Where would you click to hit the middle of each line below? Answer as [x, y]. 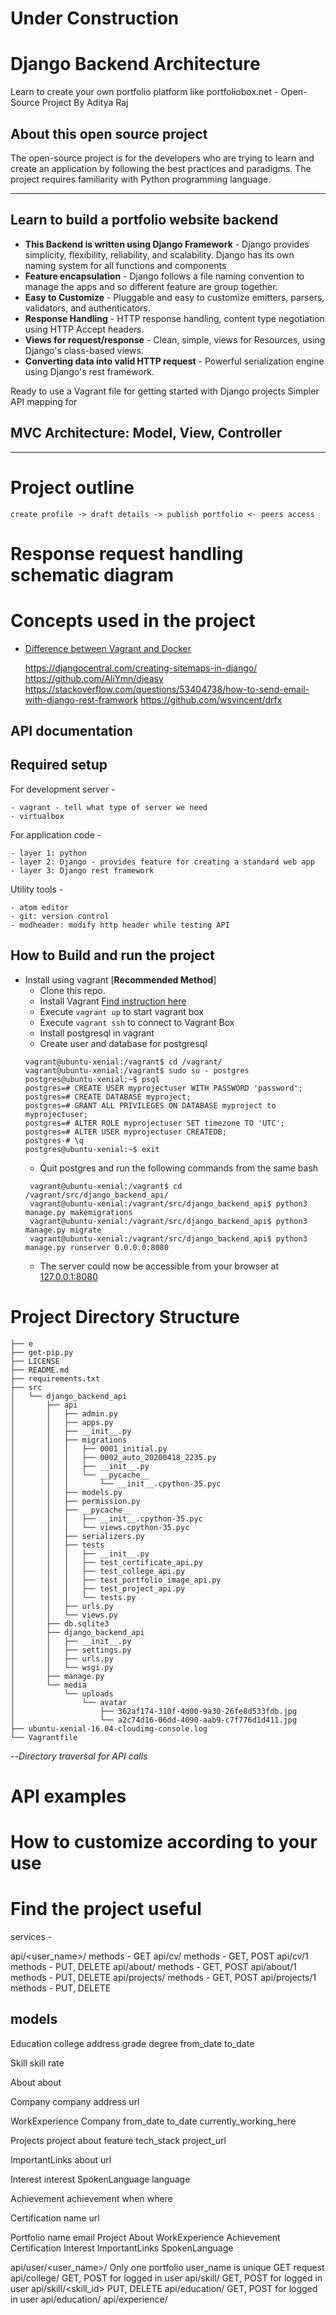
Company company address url [75, 2101]
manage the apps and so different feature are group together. [151, 286]
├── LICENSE [35, 1361]
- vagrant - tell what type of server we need [109, 807]
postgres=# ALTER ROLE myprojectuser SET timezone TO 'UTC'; [155, 1123]
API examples [68, 1796]
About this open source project [109, 133]
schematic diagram [92, 574]
